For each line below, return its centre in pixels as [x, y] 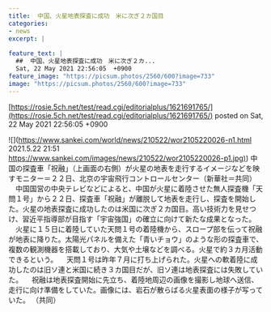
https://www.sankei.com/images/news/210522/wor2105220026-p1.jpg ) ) [129, 158]
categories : [28, 24]
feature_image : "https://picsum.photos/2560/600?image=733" [112, 76]
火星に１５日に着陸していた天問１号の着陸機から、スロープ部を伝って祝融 [139, 229]
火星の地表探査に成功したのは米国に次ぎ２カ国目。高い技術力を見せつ [139, 208]
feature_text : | [36, 53]
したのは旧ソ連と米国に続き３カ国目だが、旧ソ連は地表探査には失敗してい [139, 269]
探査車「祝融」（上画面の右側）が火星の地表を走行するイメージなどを [138, 168]
